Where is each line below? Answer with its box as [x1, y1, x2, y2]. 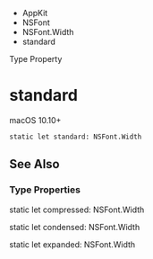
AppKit [21, 8, 48, 18]
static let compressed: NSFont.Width [9, 204, 145, 215]
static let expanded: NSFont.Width [9, 238, 136, 250]
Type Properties [9, 183, 81, 196]
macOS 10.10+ [9, 114, 62, 125]
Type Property [9, 54, 63, 64]
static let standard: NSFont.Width [9, 132, 142, 141]
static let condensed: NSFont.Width [9, 221, 140, 232]
